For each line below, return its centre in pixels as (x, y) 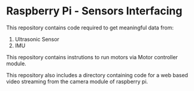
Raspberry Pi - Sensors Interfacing (94, 11)
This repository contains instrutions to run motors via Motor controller (92, 57)
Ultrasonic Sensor (37, 39)
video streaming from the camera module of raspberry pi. (77, 81)
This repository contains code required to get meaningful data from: (90, 28)
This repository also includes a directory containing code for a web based (97, 75)
